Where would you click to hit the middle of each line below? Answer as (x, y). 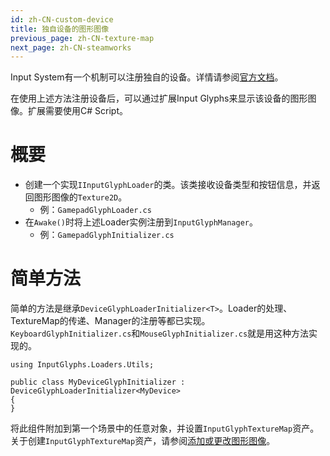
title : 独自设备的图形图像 (60, 29)
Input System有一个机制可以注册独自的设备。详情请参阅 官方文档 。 (147, 77)
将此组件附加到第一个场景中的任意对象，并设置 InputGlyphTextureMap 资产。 (165, 428)
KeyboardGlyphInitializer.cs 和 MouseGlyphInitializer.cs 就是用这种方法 (160, 333)
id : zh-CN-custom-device (62, 19)
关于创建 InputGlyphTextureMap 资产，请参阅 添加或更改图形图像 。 (143, 441)
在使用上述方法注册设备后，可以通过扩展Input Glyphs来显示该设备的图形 (159, 98)
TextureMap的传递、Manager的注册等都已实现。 (110, 321)
